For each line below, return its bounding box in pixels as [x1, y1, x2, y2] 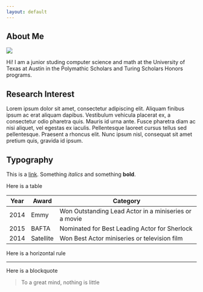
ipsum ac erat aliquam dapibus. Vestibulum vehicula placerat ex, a [6, 111, 171, 118]
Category [112, 197, 141, 206]
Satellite [31, 234, 54, 242]
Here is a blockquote [6, 267, 58, 274]
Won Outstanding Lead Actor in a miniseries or [59, 207, 192, 215]
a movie [59, 215, 82, 223]
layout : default [6, 8, 47, 15]
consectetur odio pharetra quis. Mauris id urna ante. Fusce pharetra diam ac [6, 118, 196, 125]
